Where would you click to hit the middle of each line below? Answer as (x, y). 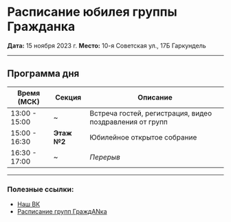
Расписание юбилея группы (92, 12)
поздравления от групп (129, 122)
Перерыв (105, 157)
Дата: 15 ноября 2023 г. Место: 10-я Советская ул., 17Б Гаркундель (107, 45)
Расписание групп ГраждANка (62, 212)
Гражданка (41, 26)
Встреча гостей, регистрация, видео (151, 113)
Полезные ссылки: (41, 189)
